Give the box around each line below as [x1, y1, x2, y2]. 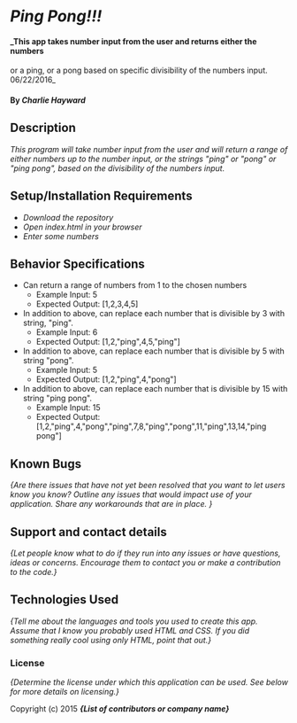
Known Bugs [10, 456, 82, 471]
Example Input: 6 [35, 327, 98, 338]
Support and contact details [10, 525, 167, 540]
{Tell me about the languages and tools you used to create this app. [10, 616, 259, 626]
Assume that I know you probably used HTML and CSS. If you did [10, 625, 250, 635]
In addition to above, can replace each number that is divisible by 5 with [22, 346, 286, 356]
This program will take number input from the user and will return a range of [10, 144, 288, 154]
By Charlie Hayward [10, 95, 87, 105]
